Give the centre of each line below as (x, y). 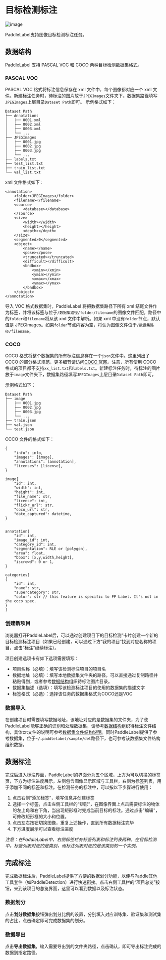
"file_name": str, (33, 497)
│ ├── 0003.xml (23, 129)
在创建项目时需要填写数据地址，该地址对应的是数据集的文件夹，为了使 (77, 719)
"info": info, (28, 453)
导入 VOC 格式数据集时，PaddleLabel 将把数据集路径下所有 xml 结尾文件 (79, 306)
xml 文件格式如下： (25, 182)
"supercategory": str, (37, 593)
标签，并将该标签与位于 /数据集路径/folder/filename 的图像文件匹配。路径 (83, 312)
